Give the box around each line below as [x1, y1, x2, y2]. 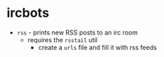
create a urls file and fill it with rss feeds [38, 43, 158, 51]
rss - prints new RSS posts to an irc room [16, 28, 138, 37]
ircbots [6, 5, 50, 21]
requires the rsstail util [27, 35, 98, 44]
